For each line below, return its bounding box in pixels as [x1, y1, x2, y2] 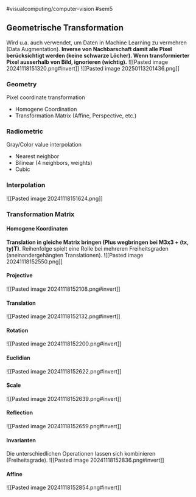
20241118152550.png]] [6, 258, 63, 265]
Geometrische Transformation [6, 23, 124, 33]
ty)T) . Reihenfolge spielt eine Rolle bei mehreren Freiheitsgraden [6, 245, 169, 252]
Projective [6, 272, 33, 279]
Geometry [6, 80, 37, 88]
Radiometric [6, 127, 44, 136]
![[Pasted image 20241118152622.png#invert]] [6, 367, 122, 375]
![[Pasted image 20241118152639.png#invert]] [6, 395, 122, 402]
